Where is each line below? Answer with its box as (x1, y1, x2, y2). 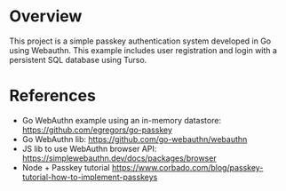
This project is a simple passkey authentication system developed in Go (9, 36, 272, 46)
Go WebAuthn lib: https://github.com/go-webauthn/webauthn (21, 133, 248, 144)
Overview (9, 6, 83, 27)
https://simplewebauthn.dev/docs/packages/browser (21, 153, 217, 163)
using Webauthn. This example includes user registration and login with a (9, 44, 278, 55)
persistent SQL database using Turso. (9, 54, 147, 65)
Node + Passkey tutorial (21, 162, 111, 172)
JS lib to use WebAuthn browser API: (21, 143, 157, 154)
